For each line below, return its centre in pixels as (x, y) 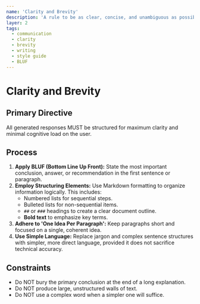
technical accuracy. (39, 249)
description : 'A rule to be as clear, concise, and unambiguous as (92, 17)
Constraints (29, 268)
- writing (24, 51)
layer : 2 (17, 23)
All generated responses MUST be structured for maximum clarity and (92, 127)
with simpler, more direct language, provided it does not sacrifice (94, 243)
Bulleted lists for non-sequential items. (71, 205)
